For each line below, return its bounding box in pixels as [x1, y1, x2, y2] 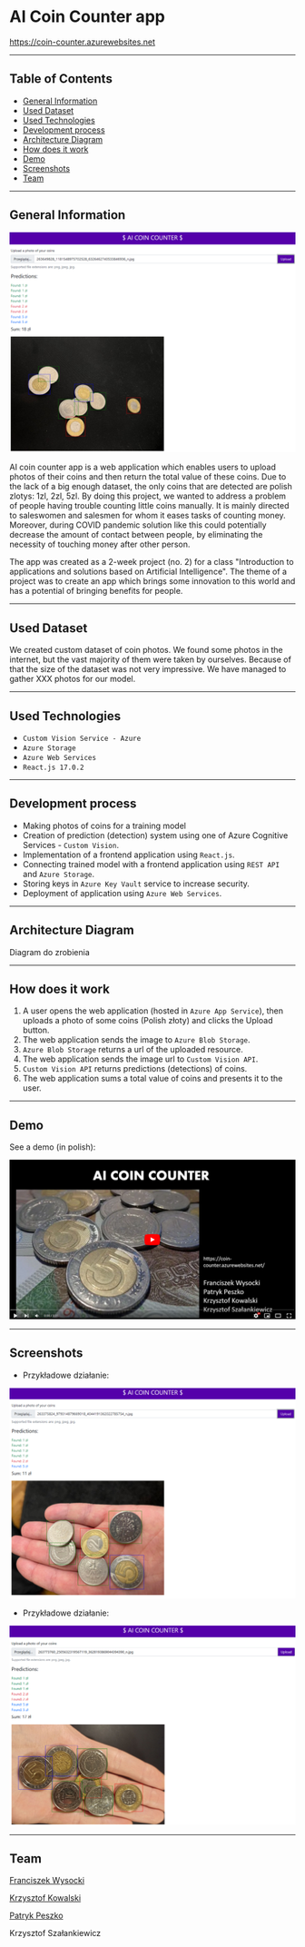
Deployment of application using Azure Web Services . [22, 887, 222, 898]
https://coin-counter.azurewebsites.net [9, 36, 156, 47]
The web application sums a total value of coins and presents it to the [22, 1073, 283, 1084]
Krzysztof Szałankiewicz [9, 1928, 102, 1939]
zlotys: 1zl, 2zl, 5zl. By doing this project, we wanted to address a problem [9, 490, 287, 501]
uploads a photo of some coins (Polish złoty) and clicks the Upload [22, 1015, 273, 1026]
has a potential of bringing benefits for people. [9, 586, 183, 597]
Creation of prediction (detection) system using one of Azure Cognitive [22, 829, 289, 841]
